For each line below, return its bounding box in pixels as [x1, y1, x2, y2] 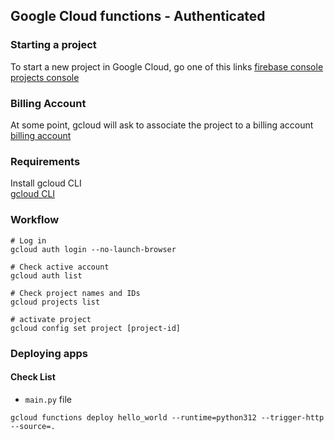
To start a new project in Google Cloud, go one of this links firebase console [10, 60, 324, 73]
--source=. [10, 421, 56, 431]
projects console [10, 71, 80, 83]
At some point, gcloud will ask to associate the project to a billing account [10, 119, 314, 131]
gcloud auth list [10, 270, 83, 281]
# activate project [10, 314, 92, 324]
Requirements [10, 154, 81, 168]
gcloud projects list [10, 297, 101, 307]
